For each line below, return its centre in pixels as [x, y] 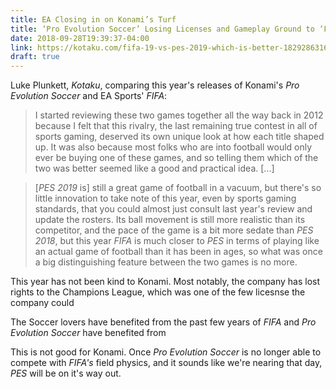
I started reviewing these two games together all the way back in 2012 [179, 115]
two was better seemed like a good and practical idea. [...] [154, 168]
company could [42, 303]
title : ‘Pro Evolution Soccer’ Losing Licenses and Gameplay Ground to [162, 29]
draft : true [35, 57]
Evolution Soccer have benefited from [88, 333]
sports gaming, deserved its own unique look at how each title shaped [179, 137]
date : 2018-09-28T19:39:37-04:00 [80, 38]
